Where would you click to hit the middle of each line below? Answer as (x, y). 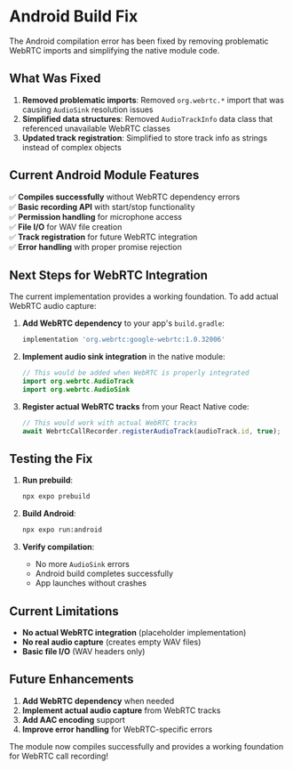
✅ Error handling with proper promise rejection (95, 247)
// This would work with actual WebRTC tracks (110, 423)
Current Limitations (64, 611)
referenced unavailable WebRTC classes (96, 128)
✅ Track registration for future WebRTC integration (103, 237)
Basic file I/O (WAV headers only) (83, 651)
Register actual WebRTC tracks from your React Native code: (136, 406)
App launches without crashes (91, 583)
